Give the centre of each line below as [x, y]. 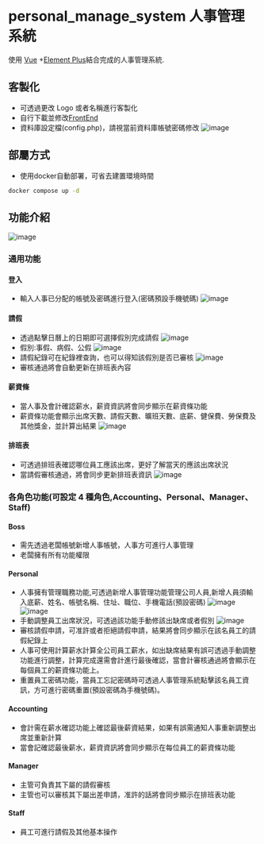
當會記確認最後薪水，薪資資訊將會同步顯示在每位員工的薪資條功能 [127, 747]
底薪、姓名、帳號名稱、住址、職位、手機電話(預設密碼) [116, 602]
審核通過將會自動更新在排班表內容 [75, 367]
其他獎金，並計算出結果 [58, 426]
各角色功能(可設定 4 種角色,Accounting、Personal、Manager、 [131, 497]
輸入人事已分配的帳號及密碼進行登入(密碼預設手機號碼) [109, 299]
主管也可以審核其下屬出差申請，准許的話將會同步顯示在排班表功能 [127, 794]
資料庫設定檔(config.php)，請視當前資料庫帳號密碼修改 [109, 127]
